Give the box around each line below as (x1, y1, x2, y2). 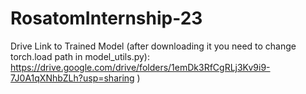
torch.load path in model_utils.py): (10, 50, 150, 62)
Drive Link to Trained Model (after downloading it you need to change (10, 40, 297, 52)
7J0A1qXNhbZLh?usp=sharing (10, 72, 135, 84)
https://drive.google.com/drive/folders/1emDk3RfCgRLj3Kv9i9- (10, 61, 271, 73)
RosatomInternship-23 (10, 7, 203, 30)
